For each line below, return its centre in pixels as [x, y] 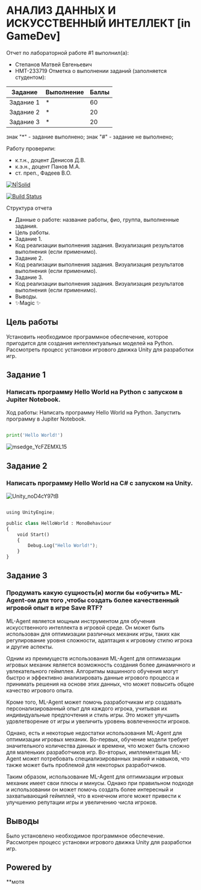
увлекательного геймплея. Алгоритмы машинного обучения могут [92, 671]
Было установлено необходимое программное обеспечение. [85, 836]
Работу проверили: [31, 148]
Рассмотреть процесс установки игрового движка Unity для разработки [100, 349]
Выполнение [65, 92]
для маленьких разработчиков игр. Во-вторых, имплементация [88, 752]
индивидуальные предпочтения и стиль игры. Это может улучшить [93, 715]
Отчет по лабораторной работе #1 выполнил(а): [68, 52]
